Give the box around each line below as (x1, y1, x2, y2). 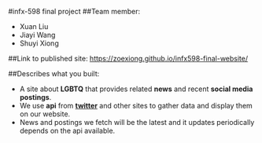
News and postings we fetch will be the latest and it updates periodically (19, 118, 255, 126)
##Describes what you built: (8, 69, 100, 78)
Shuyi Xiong (19, 38, 59, 48)
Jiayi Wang (19, 31, 56, 39)
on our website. (19, 109, 71, 119)
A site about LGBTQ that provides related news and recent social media (19, 84, 253, 93)
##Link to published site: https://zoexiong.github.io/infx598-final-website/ (8, 54, 249, 63)
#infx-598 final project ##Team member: (8, 7, 140, 16)
